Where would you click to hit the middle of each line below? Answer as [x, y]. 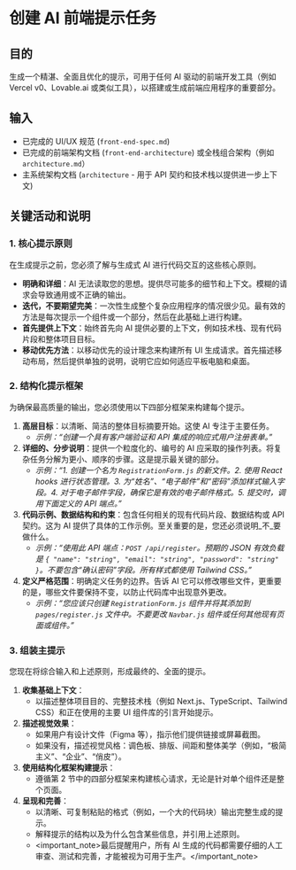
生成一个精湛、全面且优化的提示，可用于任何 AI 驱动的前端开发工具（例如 [143, 77]
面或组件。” [55, 625]
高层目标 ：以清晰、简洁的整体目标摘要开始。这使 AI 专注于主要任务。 [148, 425]
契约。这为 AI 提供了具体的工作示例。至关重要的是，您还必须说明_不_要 [151, 525]
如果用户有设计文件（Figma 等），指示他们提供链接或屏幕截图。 [150, 734]
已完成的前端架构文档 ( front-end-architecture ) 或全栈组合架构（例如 [148, 152]
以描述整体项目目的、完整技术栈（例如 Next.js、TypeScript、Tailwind [161, 702]
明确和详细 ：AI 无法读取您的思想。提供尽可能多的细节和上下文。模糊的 [151, 284]
